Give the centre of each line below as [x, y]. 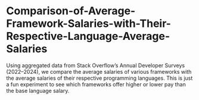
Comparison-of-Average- [71, 11]
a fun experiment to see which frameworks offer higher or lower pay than [96, 84]
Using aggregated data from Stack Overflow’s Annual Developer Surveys [96, 65]
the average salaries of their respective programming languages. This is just [99, 78]
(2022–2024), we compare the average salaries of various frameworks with [99, 71]
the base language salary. [38, 90]
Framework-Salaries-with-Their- [89, 24]
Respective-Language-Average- [88, 36]
